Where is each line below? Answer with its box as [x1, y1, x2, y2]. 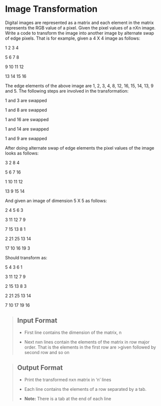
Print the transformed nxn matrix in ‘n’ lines [24, 377, 112, 382]
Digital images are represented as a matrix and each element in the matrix [5, 20, 154, 25]
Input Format [17, 316, 58, 325]
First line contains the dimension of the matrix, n [24, 330, 122, 335]
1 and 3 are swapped [5, 97, 47, 103]
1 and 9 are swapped [5, 135, 47, 141]
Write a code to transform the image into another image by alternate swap [5, 30, 154, 36]
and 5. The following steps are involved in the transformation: [5, 88, 129, 94]
